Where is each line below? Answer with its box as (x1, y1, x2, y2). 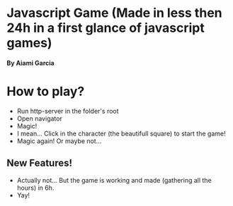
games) (6, 35, 52, 51)
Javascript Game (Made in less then (6, 5, 222, 21)
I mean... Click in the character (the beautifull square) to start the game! (16, 129, 226, 138)
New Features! (6, 157, 72, 169)
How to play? (6, 83, 85, 99)
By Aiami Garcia (6, 59, 55, 67)
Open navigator (16, 114, 63, 123)
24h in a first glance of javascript (6, 20, 205, 36)
